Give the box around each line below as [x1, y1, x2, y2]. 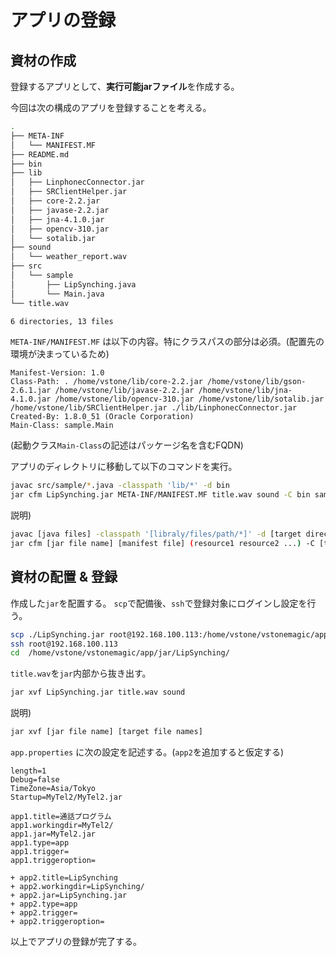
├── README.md [10, 149, 70, 160]
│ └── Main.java [10, 289, 105, 299]
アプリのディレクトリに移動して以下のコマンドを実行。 [10, 461, 238, 473]
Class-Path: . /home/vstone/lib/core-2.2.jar [10, 377, 203, 387]
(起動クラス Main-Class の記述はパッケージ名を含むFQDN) [10, 439, 244, 451]
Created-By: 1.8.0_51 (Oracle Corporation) [10, 412, 195, 422]
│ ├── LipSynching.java [10, 279, 137, 290]
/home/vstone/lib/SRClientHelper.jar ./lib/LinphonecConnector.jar [10, 403, 298, 413]
